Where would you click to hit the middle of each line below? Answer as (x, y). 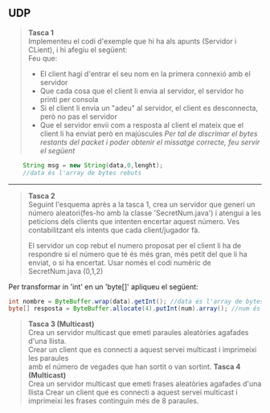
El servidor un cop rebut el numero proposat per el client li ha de (135, 245)
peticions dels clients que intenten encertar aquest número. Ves (134, 221)
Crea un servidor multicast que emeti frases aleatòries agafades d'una (145, 384)
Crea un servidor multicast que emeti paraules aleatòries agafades (138, 333)
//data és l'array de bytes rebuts (82, 173)
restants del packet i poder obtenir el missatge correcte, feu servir (150, 142)
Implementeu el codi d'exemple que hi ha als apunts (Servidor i (132, 41)
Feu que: (43, 58)
